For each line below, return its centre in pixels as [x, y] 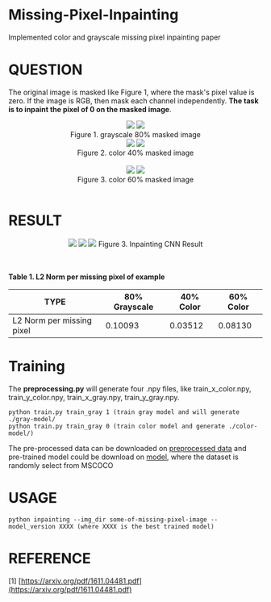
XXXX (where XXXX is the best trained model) [137, 526]
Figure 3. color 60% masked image [135, 179]
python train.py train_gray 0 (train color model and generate [117, 426]
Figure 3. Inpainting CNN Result [150, 244]
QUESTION [46, 70]
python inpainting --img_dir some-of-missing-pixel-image [108, 519]
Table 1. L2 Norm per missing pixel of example [87, 277]
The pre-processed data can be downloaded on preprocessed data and [128, 448]
